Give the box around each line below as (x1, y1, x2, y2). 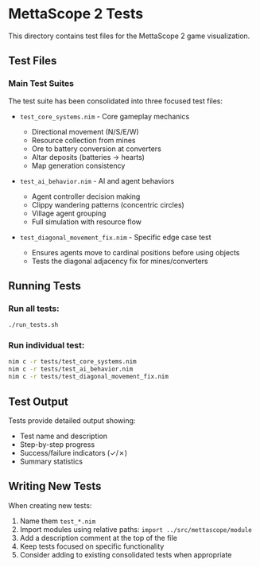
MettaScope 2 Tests (8, 5, 144, 23)
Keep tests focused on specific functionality (19, 542, 165, 551)
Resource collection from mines (31, 135, 136, 145)
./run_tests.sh (8, 321, 59, 329)
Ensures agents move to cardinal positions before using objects (31, 247, 240, 257)
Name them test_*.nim (19, 516, 96, 526)
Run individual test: (8, 340, 85, 351)
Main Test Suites (8, 78, 74, 89)
